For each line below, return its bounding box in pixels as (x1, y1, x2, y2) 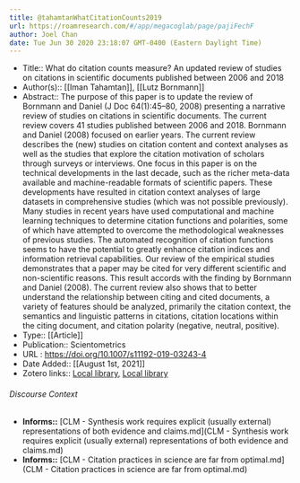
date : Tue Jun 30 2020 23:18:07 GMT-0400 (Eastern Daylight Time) (9, 38, 262, 48)
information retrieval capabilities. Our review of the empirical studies (21, 253, 275, 265)
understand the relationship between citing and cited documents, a (21, 292, 270, 303)
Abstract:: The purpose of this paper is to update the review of (21, 92, 253, 102)
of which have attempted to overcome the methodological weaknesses (21, 225, 285, 236)
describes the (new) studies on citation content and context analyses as (21, 139, 288, 150)
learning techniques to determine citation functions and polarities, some (21, 215, 288, 226)
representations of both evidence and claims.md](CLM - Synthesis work (21, 426, 289, 436)
